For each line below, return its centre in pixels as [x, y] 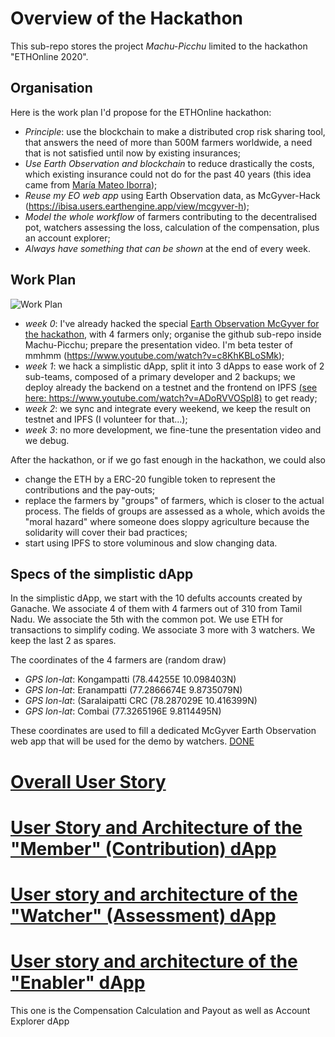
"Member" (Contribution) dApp [143, 848]
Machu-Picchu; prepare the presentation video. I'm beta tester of [158, 344]
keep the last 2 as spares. [63, 641]
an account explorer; [67, 238]
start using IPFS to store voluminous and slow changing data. [151, 543]
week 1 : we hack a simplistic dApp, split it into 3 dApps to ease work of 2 [174, 366]
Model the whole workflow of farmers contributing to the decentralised [171, 216]
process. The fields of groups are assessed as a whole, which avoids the [175, 511]
